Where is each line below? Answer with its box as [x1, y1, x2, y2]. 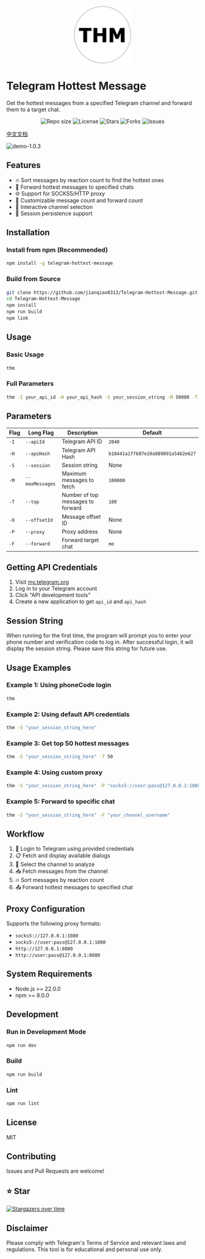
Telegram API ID [62, 438, 103, 446]
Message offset [62, 513, 101, 520]
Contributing [6, 1151, 56, 1161]
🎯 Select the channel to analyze [15, 861, 95, 868]
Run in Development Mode [6, 1027, 87, 1036]
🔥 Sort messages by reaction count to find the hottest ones [15, 176, 164, 183]
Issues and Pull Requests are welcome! [6, 1167, 105, 1175]
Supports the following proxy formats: [6, 920, 102, 927]
